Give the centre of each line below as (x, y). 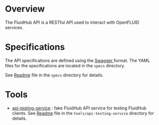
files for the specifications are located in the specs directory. (65, 65)
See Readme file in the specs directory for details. (54, 75)
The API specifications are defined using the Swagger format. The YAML (78, 60)
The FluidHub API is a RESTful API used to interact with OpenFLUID (72, 22)
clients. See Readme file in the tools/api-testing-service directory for (83, 113)
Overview (25, 9)
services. (14, 27)
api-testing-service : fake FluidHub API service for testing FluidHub (79, 108)
